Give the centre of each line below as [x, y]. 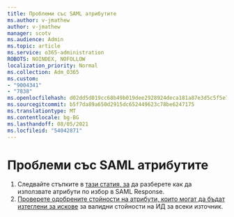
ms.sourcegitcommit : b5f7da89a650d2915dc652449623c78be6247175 [101, 105]
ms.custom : [23, 78]
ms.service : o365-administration [56, 53]
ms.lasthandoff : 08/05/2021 [48, 124]
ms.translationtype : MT [42, 111]
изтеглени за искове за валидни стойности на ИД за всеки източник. [120, 207]
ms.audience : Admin [36, 40]
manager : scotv [29, 33]
